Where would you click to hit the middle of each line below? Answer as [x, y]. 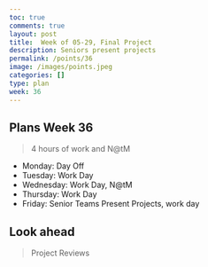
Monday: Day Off [53, 166]
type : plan [29, 83]
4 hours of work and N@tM [81, 149]
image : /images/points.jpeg [61, 67]
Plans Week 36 [51, 127]
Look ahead [42, 232]
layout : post [33, 34]
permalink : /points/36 [51, 59]
